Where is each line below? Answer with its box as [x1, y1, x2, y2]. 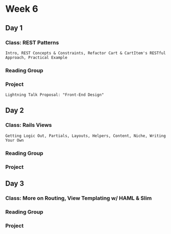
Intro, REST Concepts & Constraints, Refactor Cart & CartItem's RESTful [5, 50, 166, 55]
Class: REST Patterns [5, 39, 59, 46]
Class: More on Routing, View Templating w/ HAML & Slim [5, 194, 152, 202]
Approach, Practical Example [5, 55, 68, 60]
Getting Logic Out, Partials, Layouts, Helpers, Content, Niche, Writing [5, 133, 166, 139]
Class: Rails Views [5, 122, 52, 129]
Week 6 [5, 3, 38, 15]
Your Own [5, 138, 24, 143]
